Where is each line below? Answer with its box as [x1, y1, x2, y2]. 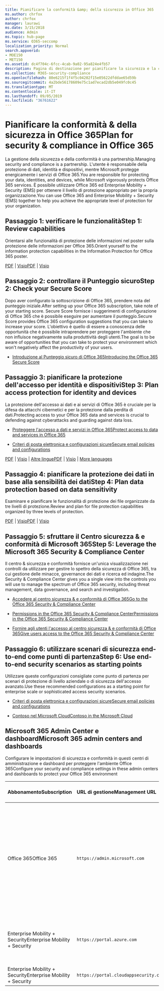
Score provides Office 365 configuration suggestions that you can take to [5, 318, 153, 324]
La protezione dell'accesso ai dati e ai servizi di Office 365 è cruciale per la [5, 402, 156, 407]
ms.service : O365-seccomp [5, 39, 58, 44]
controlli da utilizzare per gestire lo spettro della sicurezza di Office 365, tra [5, 566, 157, 572]
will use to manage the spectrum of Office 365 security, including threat [5, 582, 150, 587]
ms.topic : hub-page [5, 35, 45, 40]
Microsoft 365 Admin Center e [5, 727, 99, 735]
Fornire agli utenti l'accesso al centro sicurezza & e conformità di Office [12, 626, 156, 631]
